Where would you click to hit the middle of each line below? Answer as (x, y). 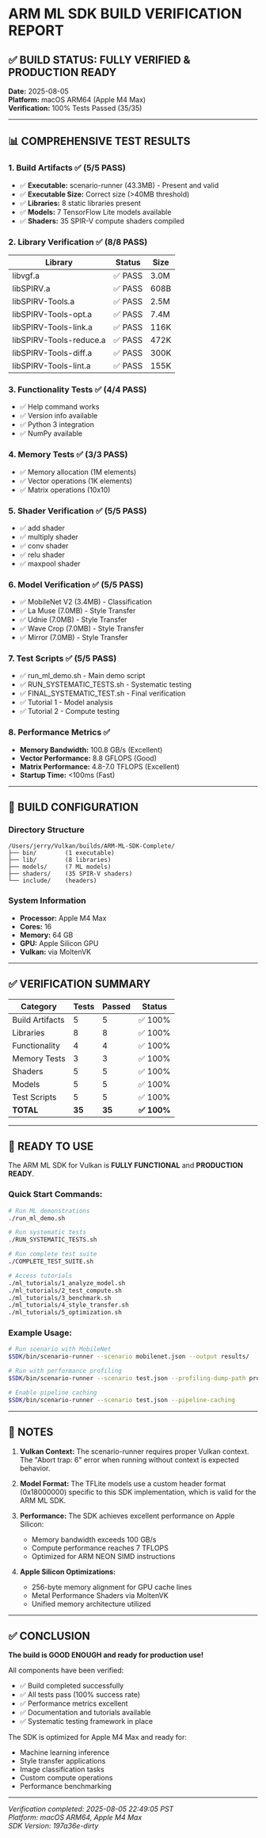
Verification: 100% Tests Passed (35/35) (75, 108)
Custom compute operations (66, 1778)
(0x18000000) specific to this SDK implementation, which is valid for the (138, 1492)
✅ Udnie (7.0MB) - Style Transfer (73, 620)
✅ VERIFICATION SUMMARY (80, 984)
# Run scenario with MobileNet (60, 1349)
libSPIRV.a (31, 288)
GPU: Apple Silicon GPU (59, 943)
